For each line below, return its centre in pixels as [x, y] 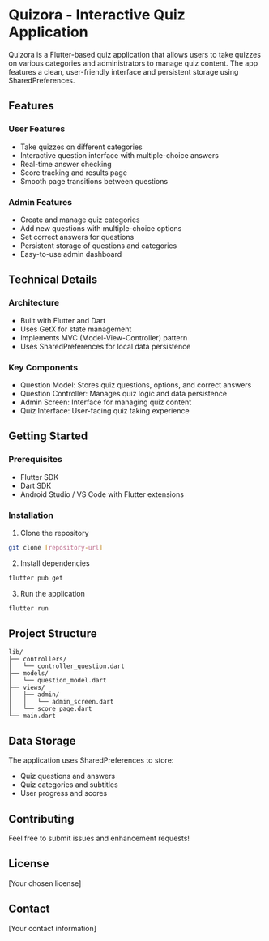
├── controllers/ [38, 659]
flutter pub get [36, 578]
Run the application [52, 593]
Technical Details [53, 280]
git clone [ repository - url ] [56, 547]
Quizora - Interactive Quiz [97, 15]
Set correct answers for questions [77, 237]
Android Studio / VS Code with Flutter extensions [102, 494]
